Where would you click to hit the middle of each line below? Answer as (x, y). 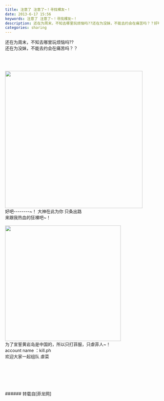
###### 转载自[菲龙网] (28, 394)
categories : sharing (26, 28)
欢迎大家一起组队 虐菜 (27, 357)
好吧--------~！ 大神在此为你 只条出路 (43, 211)
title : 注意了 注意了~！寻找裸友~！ (38, 10)
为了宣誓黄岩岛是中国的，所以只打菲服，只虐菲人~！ (58, 344)
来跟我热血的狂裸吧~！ (28, 218)
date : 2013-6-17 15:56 (28, 14)
